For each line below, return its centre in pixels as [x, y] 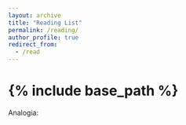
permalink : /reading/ [44, 30]
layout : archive [35, 15]
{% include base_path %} [93, 91]
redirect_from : [33, 45]
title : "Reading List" [45, 23]
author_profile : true [44, 37]
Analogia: [24, 112]
